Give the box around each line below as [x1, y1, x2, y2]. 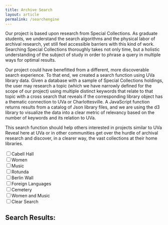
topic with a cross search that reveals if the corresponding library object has [5, 93, 163, 99]
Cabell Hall [12, 151, 34, 157]
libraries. [5, 141, 24, 147]
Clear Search [12, 199, 39, 205]
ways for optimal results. [5, 57, 56, 63]
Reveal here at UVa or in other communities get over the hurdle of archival [5, 130, 158, 136]
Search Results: [5, 213, 56, 221]
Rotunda [12, 169, 29, 175]
